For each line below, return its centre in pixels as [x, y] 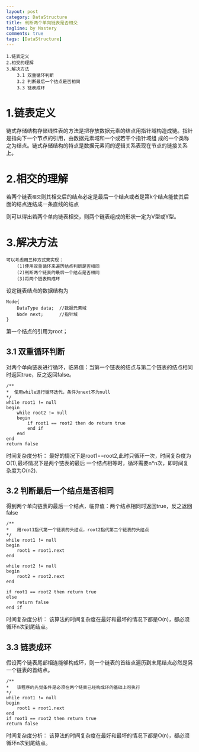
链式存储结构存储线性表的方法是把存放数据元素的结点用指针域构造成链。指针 [99, 130]
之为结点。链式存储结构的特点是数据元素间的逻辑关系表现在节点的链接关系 [97, 145]
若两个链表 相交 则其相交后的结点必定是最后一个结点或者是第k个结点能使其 [95, 197]
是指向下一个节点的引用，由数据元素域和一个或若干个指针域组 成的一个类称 [98, 138]
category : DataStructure [37, 17]
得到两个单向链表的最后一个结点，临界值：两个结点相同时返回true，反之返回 [99, 506]
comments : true [25, 34]
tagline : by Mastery [32, 28]
